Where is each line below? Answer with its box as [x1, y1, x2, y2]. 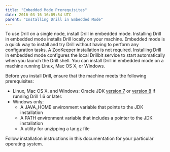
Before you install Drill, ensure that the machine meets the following [5, 73, 147, 79]
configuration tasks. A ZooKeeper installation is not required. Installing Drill [5, 47, 161, 53]
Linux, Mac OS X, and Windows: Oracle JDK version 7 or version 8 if [12, 88, 156, 94]
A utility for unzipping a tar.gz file [20, 126, 90, 132]
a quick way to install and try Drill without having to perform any [5, 42, 139, 48]
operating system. [5, 141, 43, 147]
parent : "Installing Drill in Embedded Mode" [5, 17, 103, 22]
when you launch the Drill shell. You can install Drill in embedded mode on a [5, 58, 164, 64]
